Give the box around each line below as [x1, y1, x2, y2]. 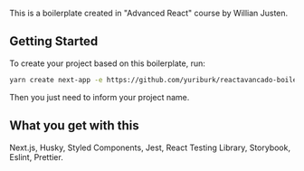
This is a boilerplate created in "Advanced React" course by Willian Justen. [9, 8, 289, 18]
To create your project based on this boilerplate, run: [9, 58, 206, 69]
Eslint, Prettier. [9, 151, 63, 162]
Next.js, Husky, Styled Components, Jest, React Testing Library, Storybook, [9, 142, 291, 153]
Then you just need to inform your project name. [9, 91, 190, 102]
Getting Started [9, 33, 99, 49]
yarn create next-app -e [9, 75, 103, 84]
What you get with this [9, 118, 139, 134]
